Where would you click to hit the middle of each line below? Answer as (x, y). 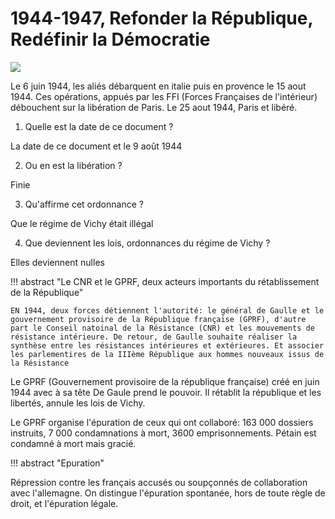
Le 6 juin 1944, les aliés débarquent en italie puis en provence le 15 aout (158, 86)
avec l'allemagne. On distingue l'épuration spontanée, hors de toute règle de (168, 493)
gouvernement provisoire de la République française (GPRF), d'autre (158, 319)
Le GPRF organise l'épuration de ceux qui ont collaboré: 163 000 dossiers (162, 422)
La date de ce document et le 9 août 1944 (96, 146)
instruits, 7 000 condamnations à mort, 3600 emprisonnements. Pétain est (163, 433)
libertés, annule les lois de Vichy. (78, 403)
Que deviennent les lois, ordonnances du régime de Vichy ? (147, 243)
